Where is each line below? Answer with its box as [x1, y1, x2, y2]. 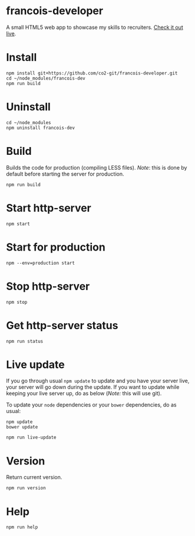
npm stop [6, 299, 28, 305]
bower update [6, 424, 38, 430]
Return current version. [6, 474, 62, 481]
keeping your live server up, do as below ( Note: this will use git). [6, 390, 162, 397]
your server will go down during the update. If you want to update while [6, 384, 180, 391]
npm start [6, 220, 31, 227]
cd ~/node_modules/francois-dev [6, 75, 85, 81]
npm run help [6, 524, 38, 530]
